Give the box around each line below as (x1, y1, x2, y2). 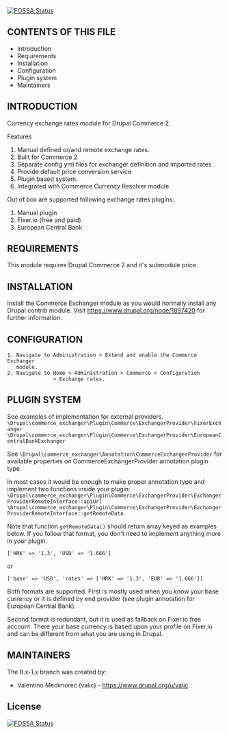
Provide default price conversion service (16, 167, 132, 175)
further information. (7, 314, 63, 322)
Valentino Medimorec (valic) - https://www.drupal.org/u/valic (16, 681, 189, 689)
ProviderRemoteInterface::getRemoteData (7, 510, 124, 517)
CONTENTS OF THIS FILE (7, 26, 116, 38)
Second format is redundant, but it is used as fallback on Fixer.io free (7, 615, 202, 623)
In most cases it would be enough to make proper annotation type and (7, 477, 205, 486)
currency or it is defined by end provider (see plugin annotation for (7, 594, 195, 602)
